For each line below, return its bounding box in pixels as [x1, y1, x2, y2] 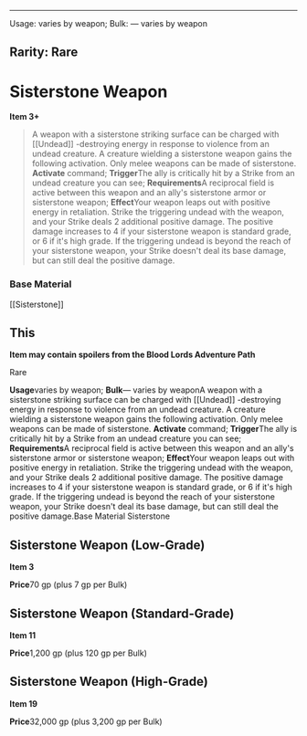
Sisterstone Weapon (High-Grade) [9, 674, 208, 689]
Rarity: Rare [9, 45, 79, 60]
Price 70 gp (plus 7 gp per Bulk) [9, 579, 128, 590]
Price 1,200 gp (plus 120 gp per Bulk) [9, 647, 148, 658]
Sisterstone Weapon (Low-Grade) [9, 537, 206, 552]
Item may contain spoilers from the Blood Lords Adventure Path [9, 349, 256, 361]
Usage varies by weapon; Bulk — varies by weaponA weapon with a [9, 384, 263, 395]
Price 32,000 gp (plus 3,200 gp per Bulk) [9, 716, 163, 727]
